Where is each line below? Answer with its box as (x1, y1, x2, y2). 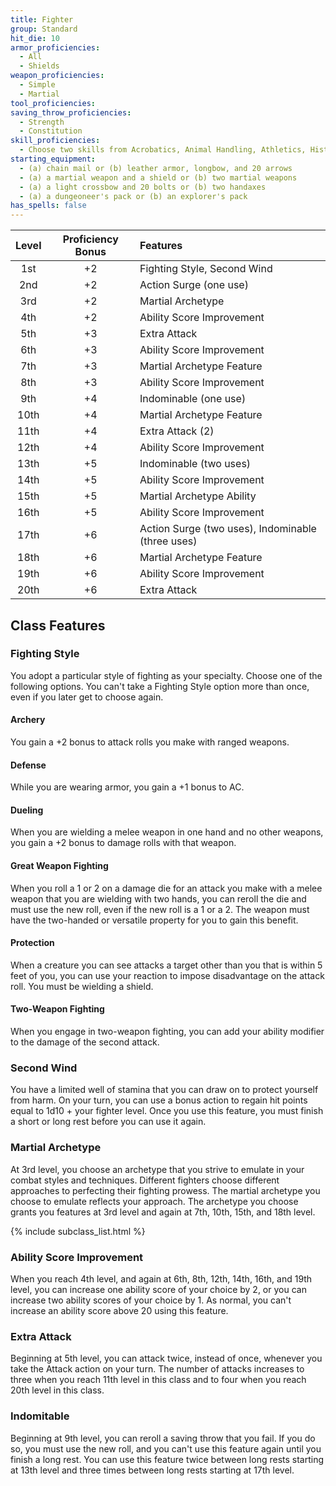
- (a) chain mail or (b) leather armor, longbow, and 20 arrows (19, 163, 293, 173)
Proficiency (62, 232, 119, 246)
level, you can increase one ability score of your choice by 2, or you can (10, 1283, 307, 1295)
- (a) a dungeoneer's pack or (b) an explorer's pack (19, 191, 248, 201)
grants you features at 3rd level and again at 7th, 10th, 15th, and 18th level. (10, 1206, 316, 1218)
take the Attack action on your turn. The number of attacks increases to (10, 1363, 305, 1375)
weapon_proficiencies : (10, 71, 105, 81)
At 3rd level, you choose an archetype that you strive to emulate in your (10, 1163, 305, 1175)
